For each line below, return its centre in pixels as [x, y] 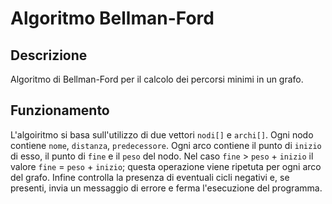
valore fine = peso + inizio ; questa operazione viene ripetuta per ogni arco [166, 166]
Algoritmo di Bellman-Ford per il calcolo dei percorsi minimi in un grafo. [157, 79]
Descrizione [49, 55]
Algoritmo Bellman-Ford [112, 18]
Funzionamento [60, 110]
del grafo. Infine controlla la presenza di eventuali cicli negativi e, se [150, 177]
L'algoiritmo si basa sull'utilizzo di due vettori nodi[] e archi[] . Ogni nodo [162, 134]
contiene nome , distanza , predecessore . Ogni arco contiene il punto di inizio [166, 145]
